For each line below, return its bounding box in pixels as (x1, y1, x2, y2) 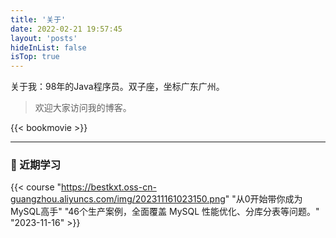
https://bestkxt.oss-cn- (61, 181, 157, 193)
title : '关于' (10, 14, 67, 25)
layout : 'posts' (10, 33, 78, 43)
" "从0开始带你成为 (224, 193, 303, 205)
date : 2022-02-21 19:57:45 (10, 24, 123, 34)
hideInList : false (10, 42, 87, 53)
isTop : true (10, 52, 60, 62)
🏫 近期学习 (10, 158, 62, 172)
